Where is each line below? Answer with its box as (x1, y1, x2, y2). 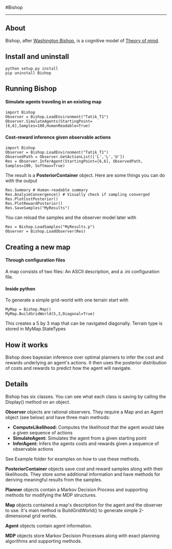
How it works (5, 340, 48, 349)
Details (5, 380, 28, 388)
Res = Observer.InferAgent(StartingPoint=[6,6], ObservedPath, (5, 159, 143, 164)
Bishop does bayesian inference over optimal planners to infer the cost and (5, 354, 164, 360)
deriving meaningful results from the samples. (5, 476, 102, 482)
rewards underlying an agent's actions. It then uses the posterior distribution (5, 360, 167, 366)
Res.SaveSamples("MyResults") (5, 206, 70, 211)
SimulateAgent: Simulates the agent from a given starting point (12, 435, 147, 441)
